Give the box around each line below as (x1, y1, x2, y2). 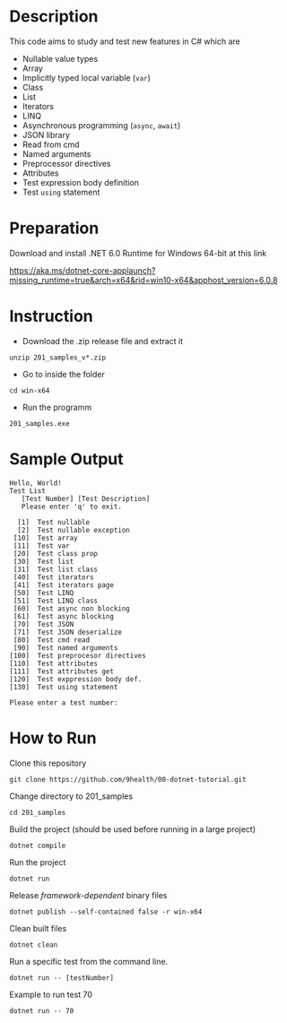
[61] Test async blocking (13, 611, 115, 620)
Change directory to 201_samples (9, 791, 133, 802)
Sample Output (9, 449, 124, 469)
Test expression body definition (22, 177, 139, 187)
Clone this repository (9, 758, 87, 768)
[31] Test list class (13, 565, 99, 574)
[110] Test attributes (9, 659, 99, 668)
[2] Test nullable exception (17, 525, 130, 534)
